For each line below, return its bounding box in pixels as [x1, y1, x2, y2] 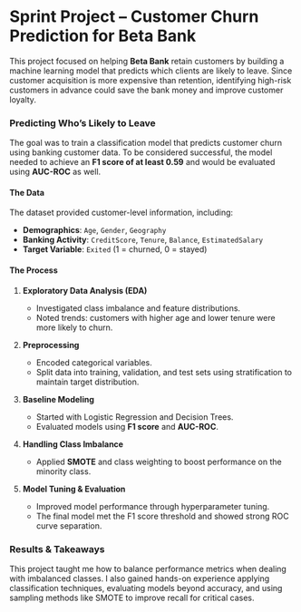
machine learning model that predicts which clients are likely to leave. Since [9, 65, 293, 76]
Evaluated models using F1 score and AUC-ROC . [35, 421, 219, 432]
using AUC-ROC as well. [9, 166, 102, 178]
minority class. [35, 465, 92, 477]
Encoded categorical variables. [35, 356, 152, 368]
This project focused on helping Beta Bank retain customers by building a [9, 55, 285, 66]
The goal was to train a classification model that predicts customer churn [9, 138, 283, 149]
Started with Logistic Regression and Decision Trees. [35, 411, 234, 423]
